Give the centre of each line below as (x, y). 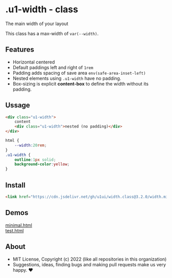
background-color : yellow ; (42, 164)
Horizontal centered (34, 62)
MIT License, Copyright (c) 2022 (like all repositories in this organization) (90, 259)
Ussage (18, 105)
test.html (15, 230)
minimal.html (19, 225)
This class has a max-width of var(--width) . (52, 33)
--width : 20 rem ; (31, 145)
